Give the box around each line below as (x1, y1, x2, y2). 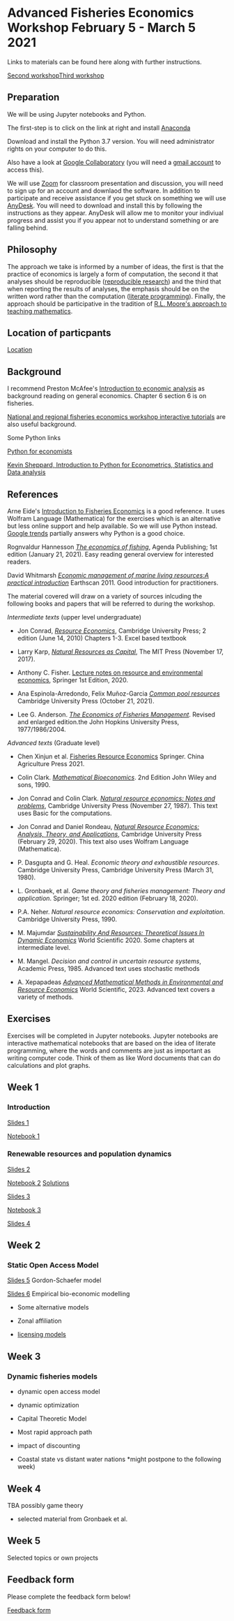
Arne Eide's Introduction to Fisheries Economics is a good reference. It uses (7, 507, 225, 515)
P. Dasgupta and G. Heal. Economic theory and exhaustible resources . (17, 858, 220, 867)
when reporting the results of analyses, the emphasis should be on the (7, 284, 210, 293)
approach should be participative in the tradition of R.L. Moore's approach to (7, 299, 227, 308)
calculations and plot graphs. (7, 1061, 91, 1069)
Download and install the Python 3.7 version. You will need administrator (7, 137, 214, 145)
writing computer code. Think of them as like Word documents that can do (7, 1053, 221, 1062)
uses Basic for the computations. (17, 809, 113, 817)
